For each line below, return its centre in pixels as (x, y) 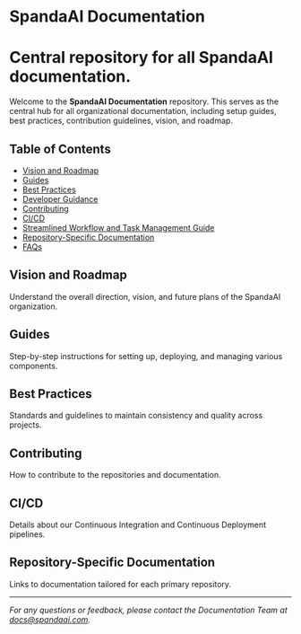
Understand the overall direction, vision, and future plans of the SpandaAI (145, 296)
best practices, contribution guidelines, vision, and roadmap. (121, 121)
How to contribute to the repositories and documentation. (115, 475)
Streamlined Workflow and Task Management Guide (118, 227)
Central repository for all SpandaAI (141, 58)
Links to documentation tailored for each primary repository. (120, 584)
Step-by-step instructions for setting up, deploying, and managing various (146, 356)
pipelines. (27, 534)
